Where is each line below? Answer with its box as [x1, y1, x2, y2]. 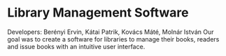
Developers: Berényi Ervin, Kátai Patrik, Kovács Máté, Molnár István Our [7, 28, 214, 36]
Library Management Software [7, 5, 189, 21]
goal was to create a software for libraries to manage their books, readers [7, 35, 220, 43]
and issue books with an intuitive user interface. [7, 42, 146, 50]
